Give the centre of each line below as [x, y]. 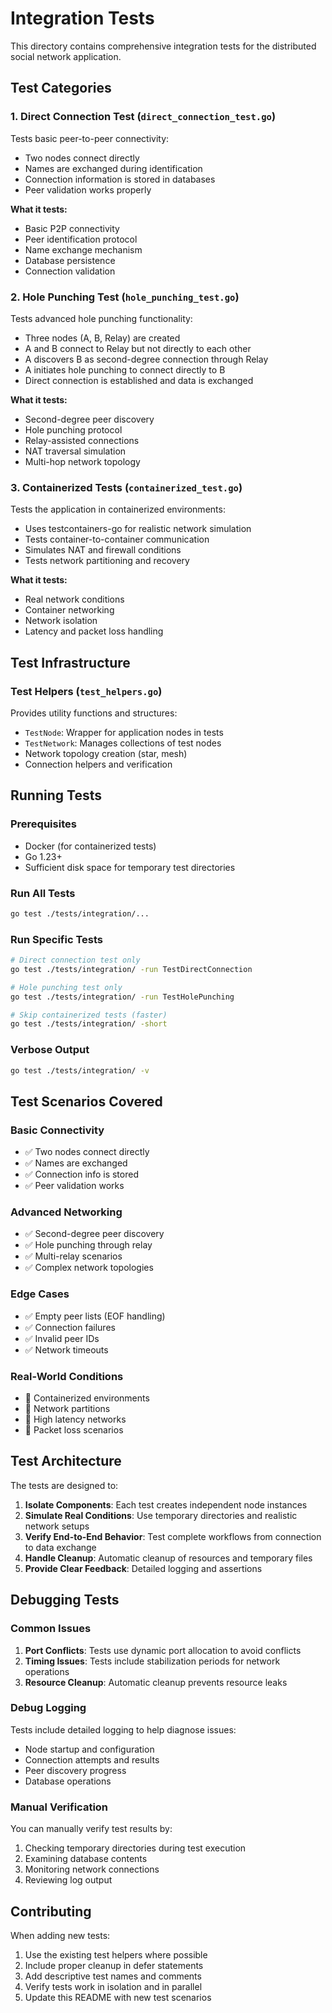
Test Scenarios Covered [86, 1101]
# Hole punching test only [66, 987]
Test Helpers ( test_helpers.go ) [86, 691]
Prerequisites [43, 824]
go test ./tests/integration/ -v [80, 1070]
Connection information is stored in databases [120, 179]
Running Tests [56, 795]
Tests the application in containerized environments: [118, 509]
